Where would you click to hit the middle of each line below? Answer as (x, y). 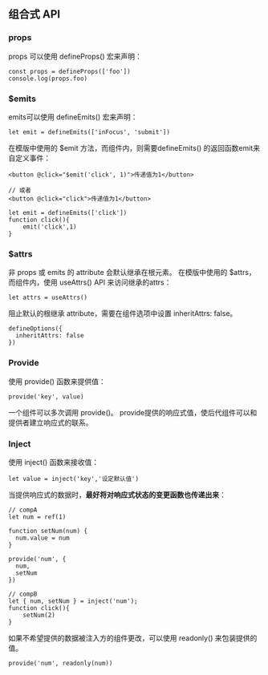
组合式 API (35, 14)
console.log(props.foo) (48, 79)
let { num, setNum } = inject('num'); (73, 601)
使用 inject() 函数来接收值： (53, 462)
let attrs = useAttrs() (48, 298)
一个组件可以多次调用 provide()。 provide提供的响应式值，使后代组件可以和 (133, 412)
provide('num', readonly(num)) (61, 663)
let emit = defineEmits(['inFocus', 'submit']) (89, 132)
